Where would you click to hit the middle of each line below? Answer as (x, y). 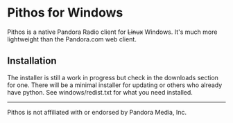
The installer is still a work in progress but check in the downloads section (113, 77)
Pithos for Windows (65, 13)
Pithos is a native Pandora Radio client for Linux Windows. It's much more (112, 32)
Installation (32, 61)
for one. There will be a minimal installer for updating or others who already (115, 85)
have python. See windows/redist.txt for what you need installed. (100, 92)
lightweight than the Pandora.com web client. (72, 39)
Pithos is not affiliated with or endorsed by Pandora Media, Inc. (97, 112)
